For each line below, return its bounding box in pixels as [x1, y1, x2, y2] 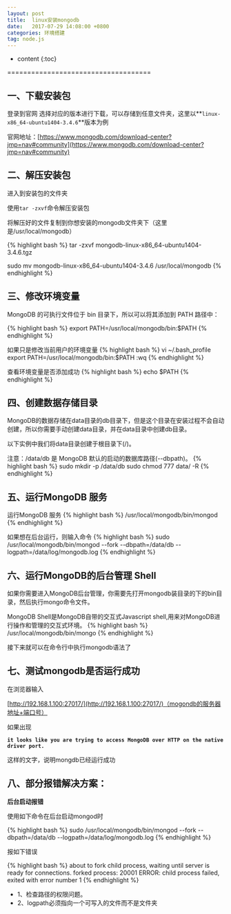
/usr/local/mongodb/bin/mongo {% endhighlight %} [7, 629, 154, 637]
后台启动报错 [7, 797, 43, 806]
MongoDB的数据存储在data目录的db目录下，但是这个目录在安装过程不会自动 [7, 417, 225, 425]
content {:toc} [17, 54, 57, 63]
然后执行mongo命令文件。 [19, 598, 94, 606]
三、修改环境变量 [7, 290, 80, 302]
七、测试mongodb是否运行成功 [7, 665, 140, 677]
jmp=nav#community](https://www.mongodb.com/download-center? [7, 140, 205, 148]
